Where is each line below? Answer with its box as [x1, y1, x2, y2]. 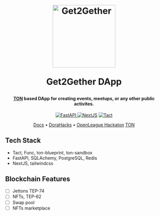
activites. [74, 101, 94, 107]
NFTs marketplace [12, 205, 50, 211]
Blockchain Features [5, 175, 70, 183]
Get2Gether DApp [46, 76, 122, 88]
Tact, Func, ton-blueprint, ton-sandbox [12, 149, 92, 155]
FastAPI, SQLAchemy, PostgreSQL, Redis [12, 155, 97, 161]
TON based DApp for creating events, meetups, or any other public [13, 96, 155, 102]
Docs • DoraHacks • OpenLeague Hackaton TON [33, 122, 135, 128]
